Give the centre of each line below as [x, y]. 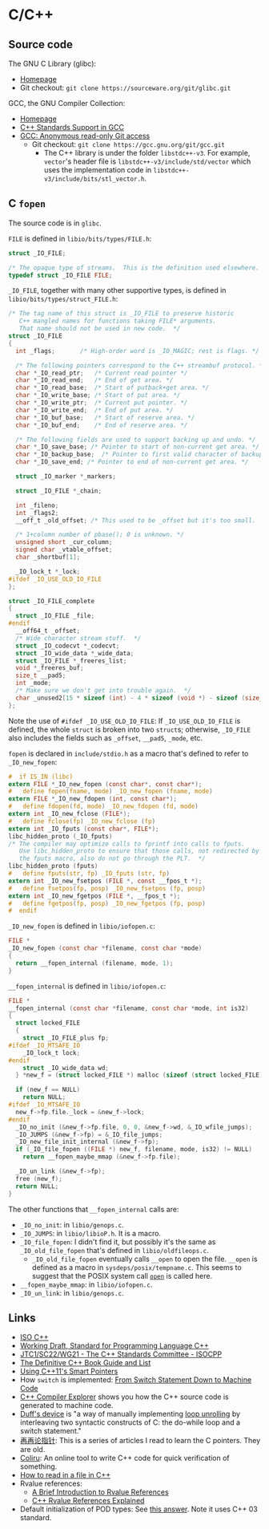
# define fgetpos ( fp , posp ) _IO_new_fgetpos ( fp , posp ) [107, 903]
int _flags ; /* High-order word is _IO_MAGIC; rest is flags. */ [138, 351]
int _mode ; [34, 683]
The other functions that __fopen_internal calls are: [94, 1209]
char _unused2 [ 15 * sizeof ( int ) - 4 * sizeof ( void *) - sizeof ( [130, 698]
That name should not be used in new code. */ [100, 329]
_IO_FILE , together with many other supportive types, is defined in [117, 290]
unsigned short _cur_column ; [64, 542]
